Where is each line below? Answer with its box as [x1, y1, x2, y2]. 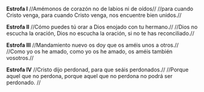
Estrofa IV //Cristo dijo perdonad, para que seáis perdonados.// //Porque [6, 66, 189, 73]
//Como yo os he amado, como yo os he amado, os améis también [6, 48, 173, 55]
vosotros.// [6, 54, 34, 61]
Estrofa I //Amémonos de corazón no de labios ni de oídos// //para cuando [6, 5, 194, 12]
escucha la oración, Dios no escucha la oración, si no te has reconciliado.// [6, 30, 195, 37]
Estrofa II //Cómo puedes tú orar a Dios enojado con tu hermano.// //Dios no [6, 24, 198, 30]
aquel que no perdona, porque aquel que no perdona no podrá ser [6, 73, 173, 79]
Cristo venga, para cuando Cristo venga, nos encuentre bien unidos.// [6, 11, 181, 19]
